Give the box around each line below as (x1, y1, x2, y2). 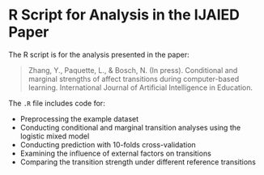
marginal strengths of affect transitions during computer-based (28, 74, 240, 83)
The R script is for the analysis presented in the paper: (8, 49, 189, 59)
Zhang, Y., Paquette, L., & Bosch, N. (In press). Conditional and (28, 65, 238, 75)
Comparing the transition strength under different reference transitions (19, 156, 257, 167)
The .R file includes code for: (8, 98, 105, 108)
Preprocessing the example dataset (19, 113, 139, 123)
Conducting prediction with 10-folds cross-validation (19, 139, 196, 149)
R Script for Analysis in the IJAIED (8, 6, 241, 24)
